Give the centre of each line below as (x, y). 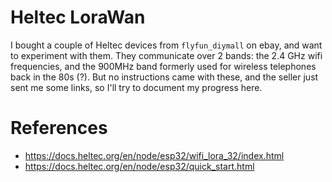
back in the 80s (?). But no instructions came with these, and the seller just (164, 77)
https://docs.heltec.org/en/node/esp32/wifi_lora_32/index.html (154, 155)
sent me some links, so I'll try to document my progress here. (136, 87)
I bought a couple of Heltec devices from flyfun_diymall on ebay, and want (166, 45)
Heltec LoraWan (78, 17)
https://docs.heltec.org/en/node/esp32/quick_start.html (139, 166)
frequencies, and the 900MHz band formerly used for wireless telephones (163, 66)
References (59, 128)
